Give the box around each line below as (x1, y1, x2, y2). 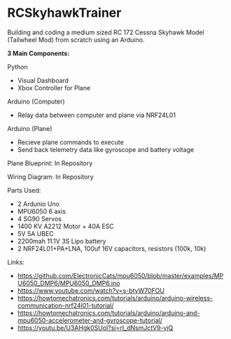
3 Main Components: (7, 49, 70, 57)
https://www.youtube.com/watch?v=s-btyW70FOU (17, 286, 164, 295)
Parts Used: (7, 186, 41, 194)
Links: (7, 258, 24, 266)
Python (7, 62, 28, 71)
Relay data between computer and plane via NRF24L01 (17, 111, 176, 119)
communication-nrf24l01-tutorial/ (17, 301, 114, 310)
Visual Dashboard (17, 76, 69, 85)
